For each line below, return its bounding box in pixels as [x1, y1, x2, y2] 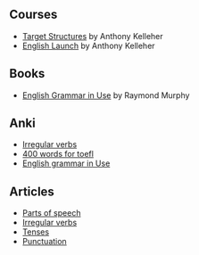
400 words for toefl [21, 149, 94, 160]
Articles [9, 184, 55, 199]
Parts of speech [21, 208, 81, 218]
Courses [9, 7, 58, 22]
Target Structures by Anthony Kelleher [21, 30, 163, 41]
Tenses [21, 226, 50, 237]
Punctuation [21, 236, 67, 247]
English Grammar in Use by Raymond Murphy [21, 89, 190, 101]
